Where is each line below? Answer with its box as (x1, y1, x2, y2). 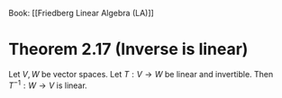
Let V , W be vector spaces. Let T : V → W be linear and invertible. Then (8, 68, 274, 79)
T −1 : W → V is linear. (8, 78, 87, 91)
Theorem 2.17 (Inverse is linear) (8, 40, 249, 59)
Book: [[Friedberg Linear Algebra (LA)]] (8, 8, 154, 18)
